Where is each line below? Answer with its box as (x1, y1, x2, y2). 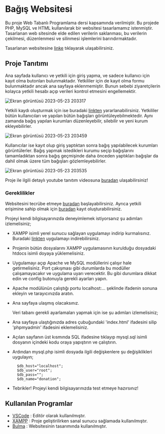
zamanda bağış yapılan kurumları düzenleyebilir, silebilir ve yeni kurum (5, 118, 148, 124)
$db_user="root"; (17, 368, 53, 373)
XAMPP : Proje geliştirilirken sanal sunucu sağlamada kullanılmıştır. (12, 418, 148, 424)
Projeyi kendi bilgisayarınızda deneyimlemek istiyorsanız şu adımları (5, 216, 143, 222)
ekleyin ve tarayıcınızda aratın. (12, 290, 74, 297)
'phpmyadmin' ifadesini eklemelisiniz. (12, 324, 89, 330)
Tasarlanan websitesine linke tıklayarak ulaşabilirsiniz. (5, 45, 114, 51)
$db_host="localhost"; (17, 364, 64, 369)
